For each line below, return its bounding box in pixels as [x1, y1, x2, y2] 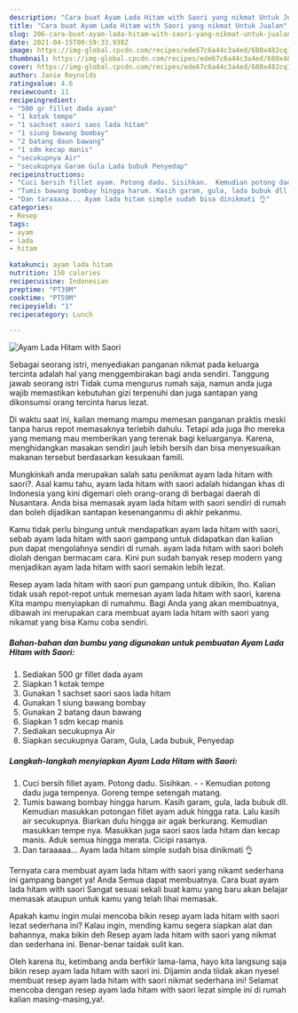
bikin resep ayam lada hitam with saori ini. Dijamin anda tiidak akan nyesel [9, 966, 279, 977]
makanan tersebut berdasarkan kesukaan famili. [9, 452, 184, 463]
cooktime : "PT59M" [9, 293, 77, 302]
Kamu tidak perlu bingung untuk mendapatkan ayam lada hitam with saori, [9, 524, 281, 535]
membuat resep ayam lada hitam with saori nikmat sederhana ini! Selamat [9, 975, 278, 986]
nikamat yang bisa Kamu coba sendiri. [9, 617, 149, 627]
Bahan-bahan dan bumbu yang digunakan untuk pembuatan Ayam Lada [9, 637, 285, 648]
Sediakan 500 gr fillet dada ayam [21, 669, 144, 680]
